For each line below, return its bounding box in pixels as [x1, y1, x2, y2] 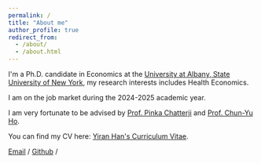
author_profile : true [8, 26, 79, 34]
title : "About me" [8, 19, 68, 27]
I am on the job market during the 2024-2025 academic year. [8, 93, 206, 102]
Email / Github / [8, 147, 58, 156]
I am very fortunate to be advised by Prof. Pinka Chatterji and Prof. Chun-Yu [8, 108, 253, 118]
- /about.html [15, 48, 61, 56]
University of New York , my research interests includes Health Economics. [8, 78, 249, 87]
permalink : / [8, 11, 51, 20]
